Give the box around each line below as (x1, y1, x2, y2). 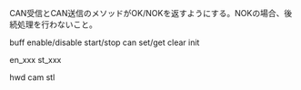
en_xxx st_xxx (9, 55, 62, 65)
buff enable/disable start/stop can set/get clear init (9, 37, 200, 48)
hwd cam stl (9, 72, 55, 83)
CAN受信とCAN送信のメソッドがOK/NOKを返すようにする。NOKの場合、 (9, 8, 285, 18)
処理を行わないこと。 (16, 19, 97, 30)
